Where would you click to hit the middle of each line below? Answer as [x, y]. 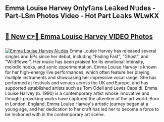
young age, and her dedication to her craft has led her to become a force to [82, 109]
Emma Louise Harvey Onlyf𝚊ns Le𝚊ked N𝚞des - [81, 8]
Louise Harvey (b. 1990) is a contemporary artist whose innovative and [77, 93]
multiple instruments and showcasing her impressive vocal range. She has [81, 77]
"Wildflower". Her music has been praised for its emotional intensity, [75, 62]
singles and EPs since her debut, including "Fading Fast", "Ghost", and [77, 56]
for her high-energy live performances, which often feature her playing [77, 72]
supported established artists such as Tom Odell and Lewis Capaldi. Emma [81, 88]
